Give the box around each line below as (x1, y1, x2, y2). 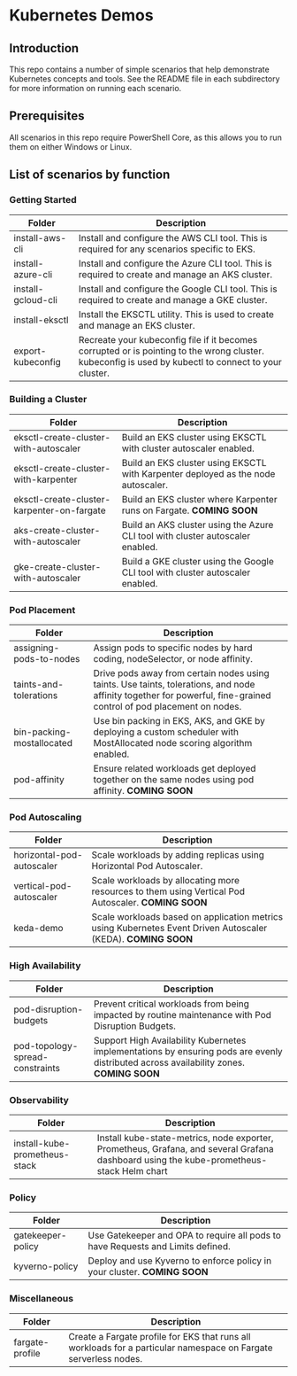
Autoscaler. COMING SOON (91, 897, 208, 909)
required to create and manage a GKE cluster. (78, 293, 268, 306)
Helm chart (122, 1164, 168, 1177)
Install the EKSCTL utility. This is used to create (78, 307, 274, 320)
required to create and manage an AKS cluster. (78, 268, 273, 280)
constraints (13, 1061, 60, 1074)
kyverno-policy (13, 1260, 79, 1272)
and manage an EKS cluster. (78, 319, 196, 331)
